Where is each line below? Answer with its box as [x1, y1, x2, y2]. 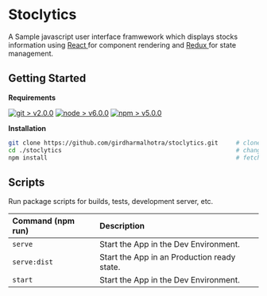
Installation [8, 123, 46, 133]
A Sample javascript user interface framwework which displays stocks [8, 32, 238, 41]
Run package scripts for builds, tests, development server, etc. [8, 197, 214, 206]
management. [8, 48, 54, 58]
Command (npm [12, 216, 75, 227]
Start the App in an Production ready [99, 252, 236, 263]
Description [99, 221, 145, 232]
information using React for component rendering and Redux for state [8, 40, 237, 49]
